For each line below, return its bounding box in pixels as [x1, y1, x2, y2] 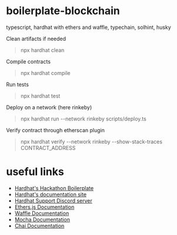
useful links [6, 165, 65, 178]
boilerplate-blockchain [6, 4, 121, 18]
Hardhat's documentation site [14, 191, 87, 198]
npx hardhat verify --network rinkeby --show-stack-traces [20, 138, 163, 145]
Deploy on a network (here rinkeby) [6, 103, 92, 110]
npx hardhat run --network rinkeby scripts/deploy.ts [20, 115, 147, 122]
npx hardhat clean [20, 46, 65, 54]
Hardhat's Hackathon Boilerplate [14, 184, 94, 191]
